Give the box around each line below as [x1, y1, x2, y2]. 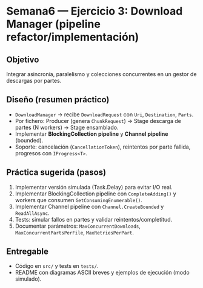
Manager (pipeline [6, 17, 101, 31]
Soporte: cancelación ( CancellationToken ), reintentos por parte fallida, [15, 143, 191, 150]
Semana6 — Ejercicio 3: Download [6, 4, 183, 18]
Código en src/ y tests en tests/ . [15, 262, 99, 270]
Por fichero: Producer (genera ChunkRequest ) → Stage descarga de [15, 117, 182, 124]
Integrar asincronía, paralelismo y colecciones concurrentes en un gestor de [6, 71, 197, 77]
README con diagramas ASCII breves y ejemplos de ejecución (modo [15, 269, 190, 276]
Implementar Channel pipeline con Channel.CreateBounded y [15, 203, 164, 210]
